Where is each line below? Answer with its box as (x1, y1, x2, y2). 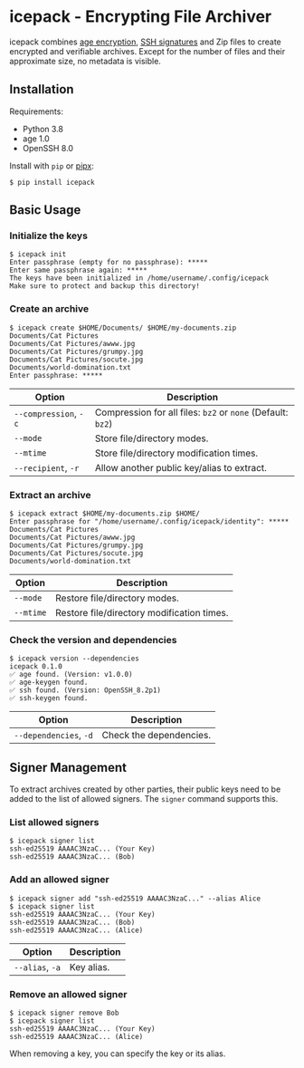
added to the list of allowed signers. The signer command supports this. (9, 794, 279, 804)
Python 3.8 (22, 123, 63, 134)
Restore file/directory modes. (55, 592, 179, 604)
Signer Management (9, 759, 128, 775)
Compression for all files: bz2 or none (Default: (94, 406, 289, 419)
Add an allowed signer (9, 873, 110, 886)
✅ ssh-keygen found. (9, 694, 89, 703)
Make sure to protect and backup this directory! (9, 282, 201, 291)
